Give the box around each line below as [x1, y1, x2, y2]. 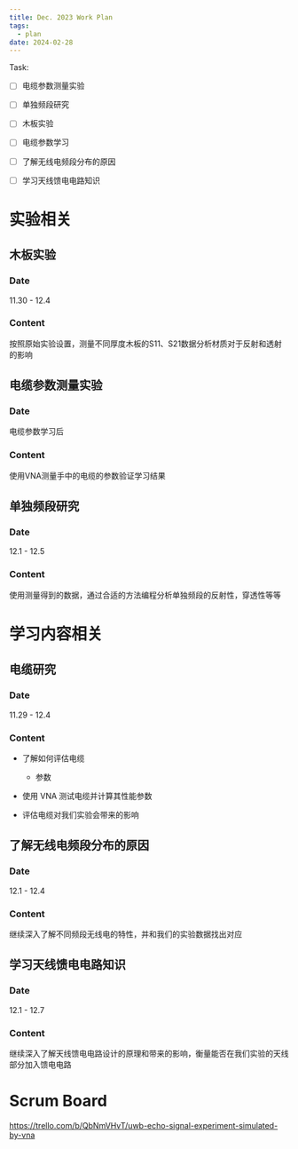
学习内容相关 [9, 623, 104, 644]
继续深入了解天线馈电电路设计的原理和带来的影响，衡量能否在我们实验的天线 [9, 1048, 289, 1058]
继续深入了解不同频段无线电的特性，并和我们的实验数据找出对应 [9, 929, 242, 939]
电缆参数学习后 [9, 426, 64, 437]
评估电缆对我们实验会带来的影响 [21, 809, 139, 820]
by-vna [9, 1129, 35, 1140]
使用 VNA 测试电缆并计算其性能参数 [21, 790, 153, 801]
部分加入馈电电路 [9, 1058, 72, 1070]
